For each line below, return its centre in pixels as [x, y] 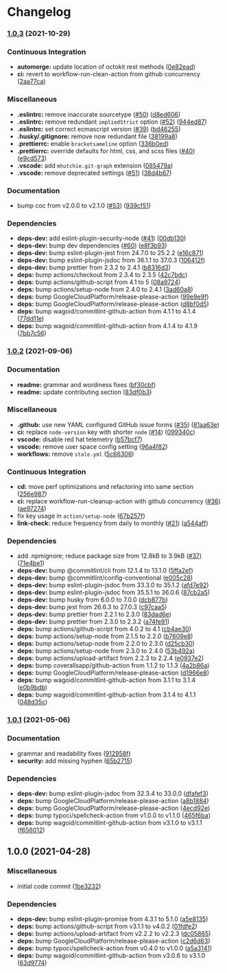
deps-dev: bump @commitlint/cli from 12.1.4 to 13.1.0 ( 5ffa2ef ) [105, 571]
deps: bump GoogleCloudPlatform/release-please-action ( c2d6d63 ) [113, 941]
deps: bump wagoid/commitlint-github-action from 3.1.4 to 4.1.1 [106, 695]
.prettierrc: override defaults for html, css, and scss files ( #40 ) [106, 151]
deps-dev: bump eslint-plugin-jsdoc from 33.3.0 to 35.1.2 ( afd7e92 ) [113, 585]
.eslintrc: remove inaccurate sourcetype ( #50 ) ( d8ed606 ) [99, 114]
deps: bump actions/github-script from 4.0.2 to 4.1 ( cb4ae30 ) [104, 629]
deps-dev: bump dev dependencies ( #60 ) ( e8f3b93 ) [92, 245]
